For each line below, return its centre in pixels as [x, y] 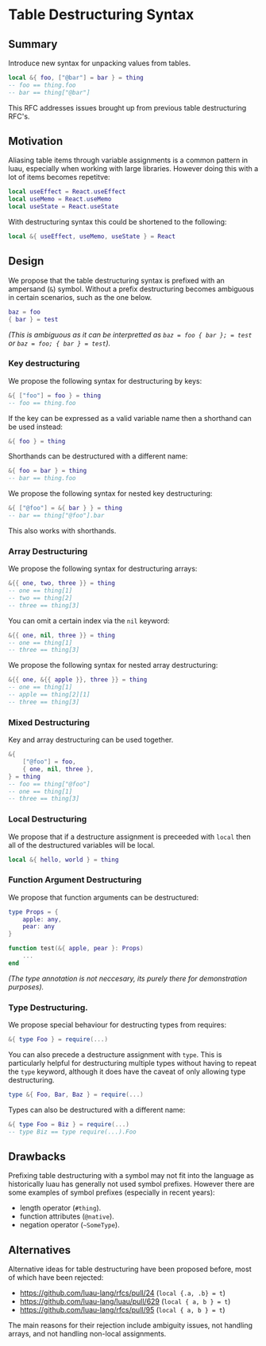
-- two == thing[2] [40, 598]
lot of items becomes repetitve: [59, 178]
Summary [33, 44]
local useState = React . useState [64, 207]
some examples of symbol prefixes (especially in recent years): [112, 1192]
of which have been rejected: [56, 1278]
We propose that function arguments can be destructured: [104, 897]
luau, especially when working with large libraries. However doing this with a [133, 169]
